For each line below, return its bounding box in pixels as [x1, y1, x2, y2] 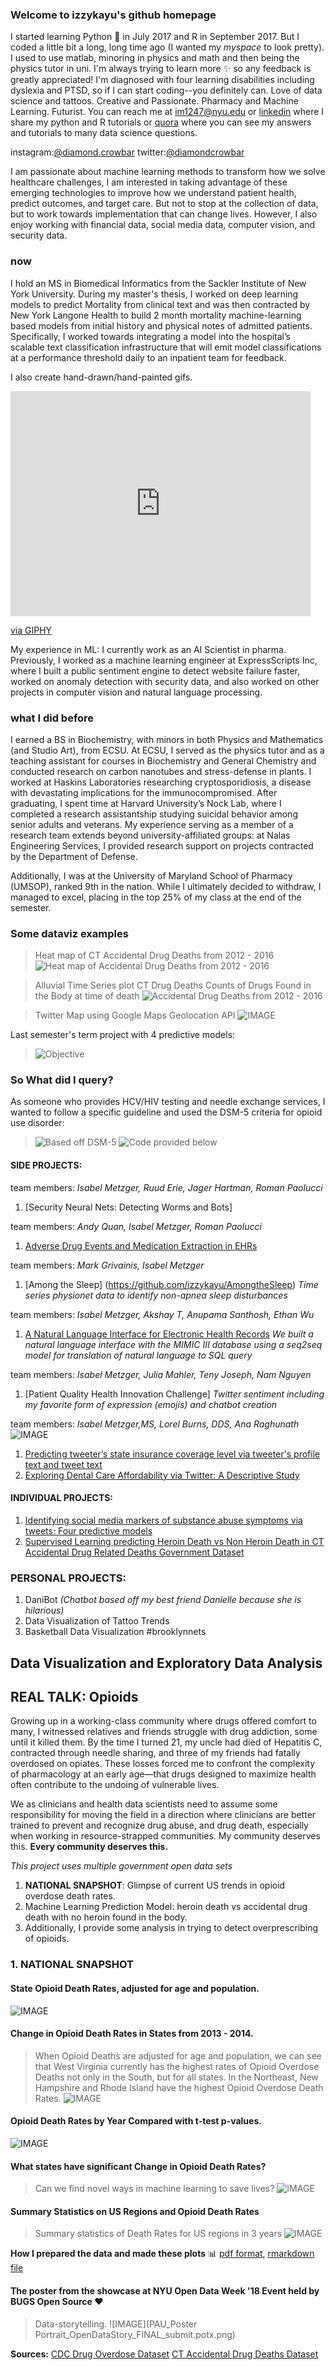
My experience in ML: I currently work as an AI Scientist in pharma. [10, 643, 287, 655]
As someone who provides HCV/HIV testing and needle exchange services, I [10, 1096, 326, 1108]
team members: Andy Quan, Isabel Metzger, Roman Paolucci [10, 1220, 262, 1232]
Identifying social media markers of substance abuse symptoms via [24, 1514, 303, 1526]
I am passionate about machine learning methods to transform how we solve [10, 166, 326, 178]
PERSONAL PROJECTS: [10, 1571, 127, 1585]
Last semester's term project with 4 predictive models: [10, 1029, 236, 1041]
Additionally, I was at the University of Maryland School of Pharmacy [10, 869, 293, 882]
